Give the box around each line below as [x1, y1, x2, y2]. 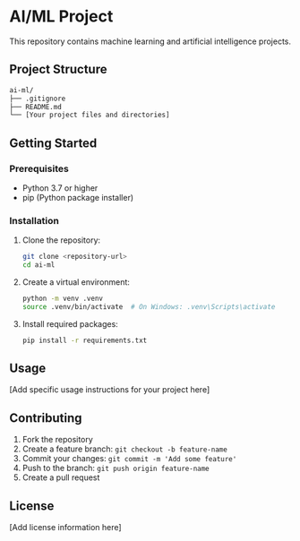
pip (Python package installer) [21, 192, 134, 202]
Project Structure [9, 62, 107, 77]
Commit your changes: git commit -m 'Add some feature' [21, 453, 237, 464]
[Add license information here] [9, 522, 123, 533]
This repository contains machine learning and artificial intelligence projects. [9, 36, 292, 47]
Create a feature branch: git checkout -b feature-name [21, 443, 228, 454]
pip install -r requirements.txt [21, 336, 148, 345]
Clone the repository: [21, 235, 101, 245]
